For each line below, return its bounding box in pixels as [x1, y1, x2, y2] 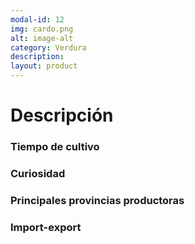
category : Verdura [10, 42, 87, 53]
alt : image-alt [10, 33, 74, 43]
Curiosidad [10, 167, 66, 181]
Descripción [10, 104, 114, 127]
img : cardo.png [10, 24, 74, 34]
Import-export [10, 220, 82, 234]
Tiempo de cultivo [10, 140, 100, 154]
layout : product [10, 61, 78, 71]
